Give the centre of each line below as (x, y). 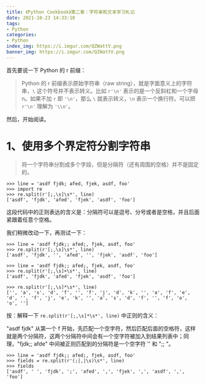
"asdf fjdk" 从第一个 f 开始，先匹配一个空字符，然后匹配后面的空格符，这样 (101, 328)
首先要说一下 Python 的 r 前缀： (46, 70)
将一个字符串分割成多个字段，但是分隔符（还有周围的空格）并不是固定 (110, 164)
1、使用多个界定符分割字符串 (79, 146)
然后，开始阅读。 (28, 119)
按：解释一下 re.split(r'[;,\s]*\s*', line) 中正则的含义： (83, 315)
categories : (21, 35)
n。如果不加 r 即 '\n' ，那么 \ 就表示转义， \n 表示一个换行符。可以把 (109, 98)
